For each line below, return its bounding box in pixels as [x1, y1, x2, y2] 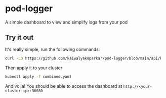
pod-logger [5, 3, 53, 14]
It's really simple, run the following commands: [5, 46, 100, 52]
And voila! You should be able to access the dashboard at [5, 83, 123, 89]
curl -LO [5, 56, 23, 61]
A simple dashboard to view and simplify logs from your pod [5, 19, 128, 25]
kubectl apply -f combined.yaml [5, 74, 72, 79]
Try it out [5, 33, 34, 42]
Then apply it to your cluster [5, 65, 63, 71]
